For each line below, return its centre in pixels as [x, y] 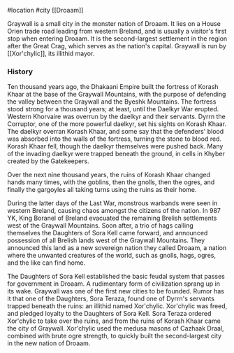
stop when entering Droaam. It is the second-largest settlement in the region [117, 39]
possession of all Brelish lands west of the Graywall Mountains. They [106, 240]
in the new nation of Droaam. [49, 343]
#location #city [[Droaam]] [45, 10]
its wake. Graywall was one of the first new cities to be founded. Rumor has [116, 291]
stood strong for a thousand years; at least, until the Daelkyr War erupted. [113, 109]
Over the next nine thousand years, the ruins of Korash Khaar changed [109, 175]
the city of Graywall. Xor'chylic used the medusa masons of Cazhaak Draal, [116, 328]
